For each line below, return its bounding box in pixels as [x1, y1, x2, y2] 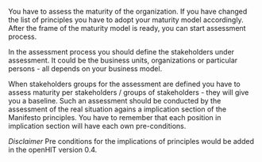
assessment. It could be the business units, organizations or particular [8, 55, 238, 65]
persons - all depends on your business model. [8, 64, 163, 73]
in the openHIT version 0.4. [8, 145, 98, 154]
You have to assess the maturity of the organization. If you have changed [8, 7, 248, 16]
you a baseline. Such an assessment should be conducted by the [8, 96, 222, 105]
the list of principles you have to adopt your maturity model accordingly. [8, 15, 244, 24]
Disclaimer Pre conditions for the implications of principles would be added [8, 137, 254, 145]
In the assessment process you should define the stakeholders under [8, 47, 235, 56]
